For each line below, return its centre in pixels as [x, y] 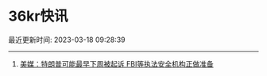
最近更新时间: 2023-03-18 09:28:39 [67, 40]
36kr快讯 [38, 16]
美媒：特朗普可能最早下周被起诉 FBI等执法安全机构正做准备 [116, 63]
